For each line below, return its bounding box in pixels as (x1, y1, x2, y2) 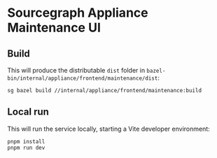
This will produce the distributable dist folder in (7, 66, 146, 74)
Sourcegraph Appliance (7, 5, 148, 21)
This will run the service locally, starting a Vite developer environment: (7, 124, 210, 133)
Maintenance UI (7, 20, 101, 36)
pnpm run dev (7, 144, 45, 151)
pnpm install (7, 138, 45, 145)
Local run (7, 106, 49, 118)
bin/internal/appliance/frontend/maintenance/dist (7, 75, 158, 82)
